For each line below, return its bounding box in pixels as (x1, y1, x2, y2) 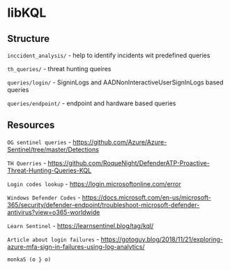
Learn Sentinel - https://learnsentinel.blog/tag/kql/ (7, 221, 154, 230)
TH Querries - (7, 158, 47, 167)
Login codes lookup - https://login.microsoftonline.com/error (7, 179, 181, 188)
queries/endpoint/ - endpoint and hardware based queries (7, 99, 176, 107)
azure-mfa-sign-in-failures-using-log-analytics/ (7, 242, 145, 250)
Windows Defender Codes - (7, 193, 81, 202)
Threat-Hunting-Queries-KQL (7, 166, 92, 174)
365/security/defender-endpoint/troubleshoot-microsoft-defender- (7, 200, 200, 209)
